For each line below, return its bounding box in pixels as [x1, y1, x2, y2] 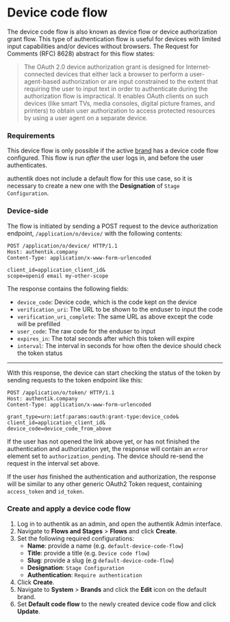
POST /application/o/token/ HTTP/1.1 [7, 389, 115, 396]
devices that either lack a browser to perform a [55, 70, 188, 78]
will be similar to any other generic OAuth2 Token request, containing [7, 479, 202, 488]
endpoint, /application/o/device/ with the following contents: [7, 229, 183, 238]
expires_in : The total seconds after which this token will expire [16, 334, 195, 343]
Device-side [7, 206, 49, 216]
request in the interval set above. [7, 459, 100, 468]
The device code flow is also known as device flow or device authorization [7, 27, 218, 36]
